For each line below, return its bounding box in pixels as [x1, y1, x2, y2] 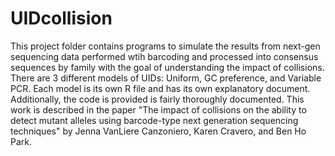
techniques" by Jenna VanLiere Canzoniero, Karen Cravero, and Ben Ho [10, 125, 307, 137]
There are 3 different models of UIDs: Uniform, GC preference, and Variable [10, 72, 322, 84]
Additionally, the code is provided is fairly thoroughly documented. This [10, 93, 305, 105]
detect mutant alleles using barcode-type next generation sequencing [10, 114, 299, 126]
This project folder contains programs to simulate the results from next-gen [10, 40, 321, 52]
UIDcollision [10, 7, 113, 30]
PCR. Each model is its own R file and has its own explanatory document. [10, 82, 311, 94]
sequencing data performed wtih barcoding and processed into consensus [10, 50, 319, 62]
